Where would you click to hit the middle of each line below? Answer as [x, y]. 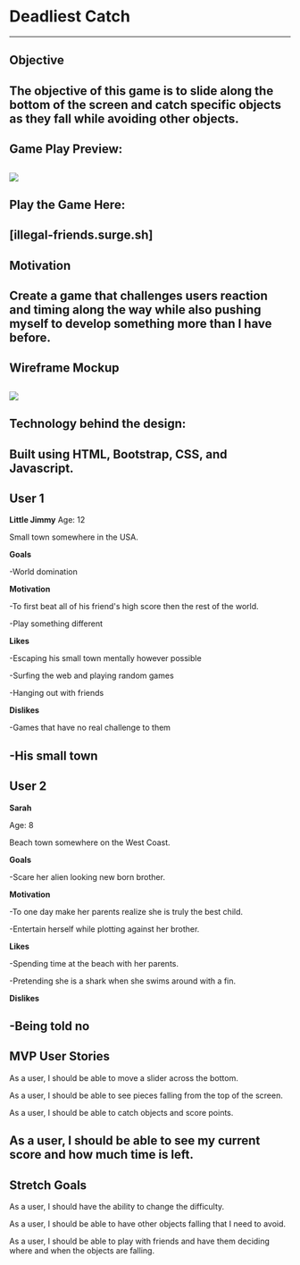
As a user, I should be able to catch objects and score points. [121, 1112]
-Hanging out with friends [57, 693]
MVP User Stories [59, 1056]
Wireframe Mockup [64, 368]
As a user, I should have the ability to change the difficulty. [117, 1207]
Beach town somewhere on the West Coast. [90, 842]
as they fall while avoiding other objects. [124, 118]
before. [30, 338]
